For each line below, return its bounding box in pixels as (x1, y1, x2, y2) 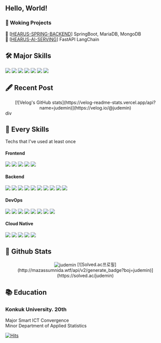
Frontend (5, 150, 25, 156)
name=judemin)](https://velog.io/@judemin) (39, 105, 132, 111)
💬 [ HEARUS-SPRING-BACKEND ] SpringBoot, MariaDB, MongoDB (5, 30, 141, 37)
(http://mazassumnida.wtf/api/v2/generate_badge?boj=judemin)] (17, 267, 153, 273)
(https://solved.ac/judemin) (56, 272, 114, 279)
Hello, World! (5, 4, 48, 13)
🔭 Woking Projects (5, 19, 52, 26)
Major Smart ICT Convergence (5, 317, 70, 324)
